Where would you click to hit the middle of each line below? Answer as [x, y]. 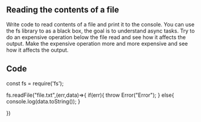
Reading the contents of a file [63, 10]
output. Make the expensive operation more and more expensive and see [97, 43]
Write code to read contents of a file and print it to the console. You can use [101, 24]
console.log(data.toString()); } [43, 101]
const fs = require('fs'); [35, 83]
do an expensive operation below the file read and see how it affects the [96, 37]
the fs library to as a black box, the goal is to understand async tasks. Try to [101, 31]
